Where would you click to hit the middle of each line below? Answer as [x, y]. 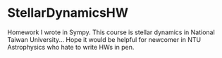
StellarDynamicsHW [68, 13]
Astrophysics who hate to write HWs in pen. [71, 47]
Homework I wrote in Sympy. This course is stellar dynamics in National [111, 32]
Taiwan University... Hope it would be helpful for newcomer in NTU [104, 39]
